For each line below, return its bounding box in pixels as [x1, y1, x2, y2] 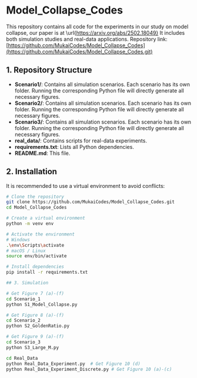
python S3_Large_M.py [6, 344, 59, 350]
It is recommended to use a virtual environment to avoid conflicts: [6, 182, 165, 189]
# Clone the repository [6, 194, 65, 200]
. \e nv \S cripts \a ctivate [6, 242, 65, 248]
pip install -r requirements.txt [6, 269, 88, 276]
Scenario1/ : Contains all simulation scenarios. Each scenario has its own [14, 81, 190, 88]
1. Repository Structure [6, 65, 92, 75]
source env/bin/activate [6, 253, 67, 259]
